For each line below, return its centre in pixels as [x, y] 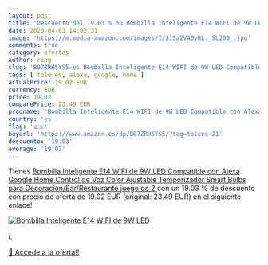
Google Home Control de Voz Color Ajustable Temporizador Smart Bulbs [127, 180]
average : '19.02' [37, 149]
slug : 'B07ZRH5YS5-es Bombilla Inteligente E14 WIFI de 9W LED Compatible [135, 68]
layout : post [30, 16]
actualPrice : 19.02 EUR [48, 82]
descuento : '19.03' [41, 141]
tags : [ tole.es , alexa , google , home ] [77, 75]
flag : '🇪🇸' [28, 127]
